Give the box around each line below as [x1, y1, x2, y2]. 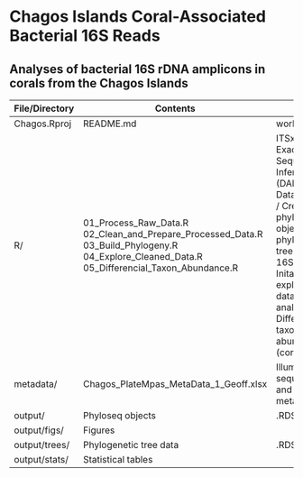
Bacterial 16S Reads [9, 25, 161, 46]
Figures [82, 424, 115, 436]
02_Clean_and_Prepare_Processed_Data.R [82, 228, 263, 240]
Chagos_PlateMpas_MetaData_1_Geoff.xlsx [82, 378, 268, 390]
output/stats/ [14, 454, 69, 465]
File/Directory [14, 102, 75, 115]
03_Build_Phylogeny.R [82, 239, 179, 252]
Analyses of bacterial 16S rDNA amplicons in [9, 61, 266, 77]
